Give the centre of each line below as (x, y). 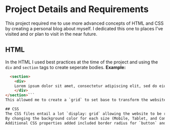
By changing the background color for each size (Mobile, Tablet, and (81, 118)
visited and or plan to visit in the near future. (51, 34)
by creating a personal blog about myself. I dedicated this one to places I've (84, 28)
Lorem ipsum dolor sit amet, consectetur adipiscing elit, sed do (86, 86)
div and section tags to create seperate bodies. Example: (66, 67)
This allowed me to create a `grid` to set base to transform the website (86, 100)
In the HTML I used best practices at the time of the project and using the (82, 62)
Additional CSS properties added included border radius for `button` (81, 123)
